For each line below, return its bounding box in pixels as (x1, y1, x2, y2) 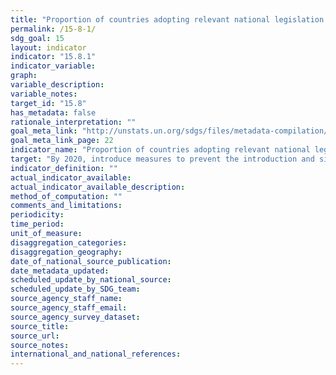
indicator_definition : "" (10, 163, 118, 173)
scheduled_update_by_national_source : (10, 275, 172, 285)
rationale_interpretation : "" (10, 117, 137, 127)
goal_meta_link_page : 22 (10, 136, 114, 146)
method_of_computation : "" (10, 191, 123, 201)
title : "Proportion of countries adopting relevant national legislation (10, 14, 325, 25)
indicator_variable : (10, 61, 97, 71)
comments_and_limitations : (10, 201, 123, 211)
